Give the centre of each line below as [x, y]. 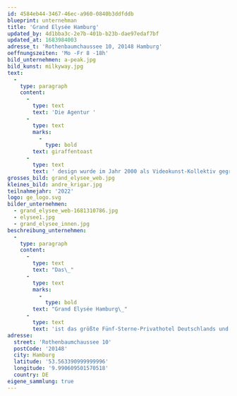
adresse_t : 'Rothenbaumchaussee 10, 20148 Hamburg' [85, 47]
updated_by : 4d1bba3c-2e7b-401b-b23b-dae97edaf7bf [83, 34]
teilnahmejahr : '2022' [41, 191]
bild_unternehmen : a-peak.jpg [52, 60]
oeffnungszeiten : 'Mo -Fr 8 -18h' [58, 54]
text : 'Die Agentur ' [65, 112]
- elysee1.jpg [34, 217]
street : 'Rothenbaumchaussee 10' [63, 342]
